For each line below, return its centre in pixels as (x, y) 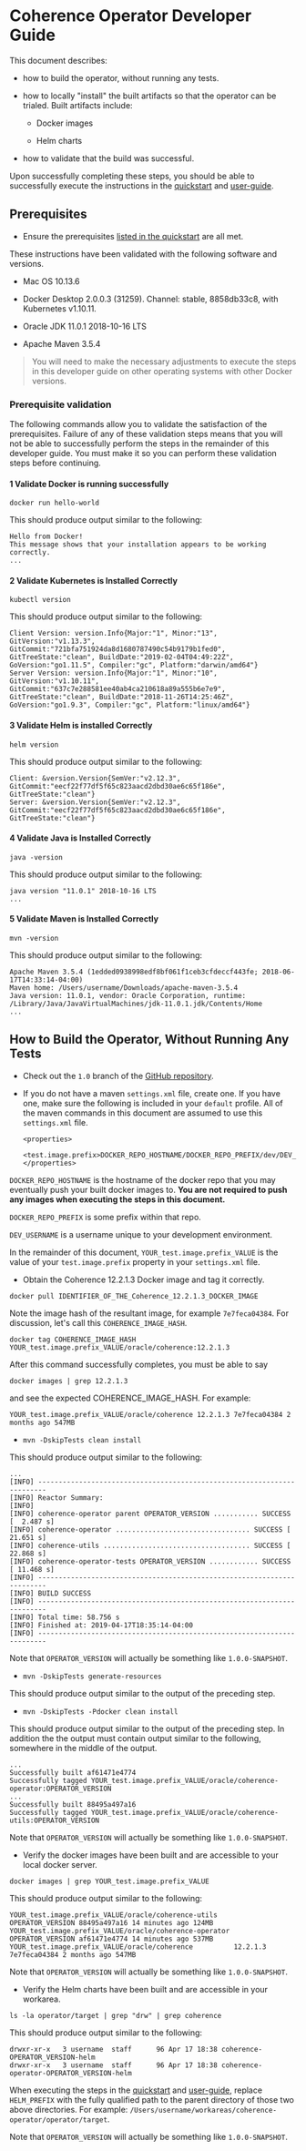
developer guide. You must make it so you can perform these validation (143, 454)
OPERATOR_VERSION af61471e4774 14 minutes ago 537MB (112, 1939)
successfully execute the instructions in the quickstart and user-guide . (142, 185)
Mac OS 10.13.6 (51, 281)
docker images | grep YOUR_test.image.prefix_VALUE (109, 1881)
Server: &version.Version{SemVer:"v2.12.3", (95, 802)
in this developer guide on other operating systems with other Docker (162, 371)
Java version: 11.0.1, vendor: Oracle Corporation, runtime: (128, 996)
